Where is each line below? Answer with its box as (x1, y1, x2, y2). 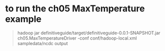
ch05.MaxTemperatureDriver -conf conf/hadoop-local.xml (17, 35, 137, 41)
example (5, 13, 42, 25)
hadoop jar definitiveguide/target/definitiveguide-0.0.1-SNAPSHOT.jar (17, 30, 161, 36)
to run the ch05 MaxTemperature (5, 3, 145, 14)
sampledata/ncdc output (17, 40, 68, 46)
